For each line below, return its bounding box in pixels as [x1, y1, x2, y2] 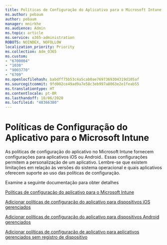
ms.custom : [5, 53, 28, 59]
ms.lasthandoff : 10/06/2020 [5, 95, 64, 100]
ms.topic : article [5, 30, 43, 35]
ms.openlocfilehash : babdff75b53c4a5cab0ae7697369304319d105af [5, 77, 140, 82]
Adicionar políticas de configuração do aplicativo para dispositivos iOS [5, 199, 151, 205]
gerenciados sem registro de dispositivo [5, 234, 88, 240]
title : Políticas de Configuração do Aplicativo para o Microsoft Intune [5, 7, 162, 12]
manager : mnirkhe [5, 21, 41, 26]
